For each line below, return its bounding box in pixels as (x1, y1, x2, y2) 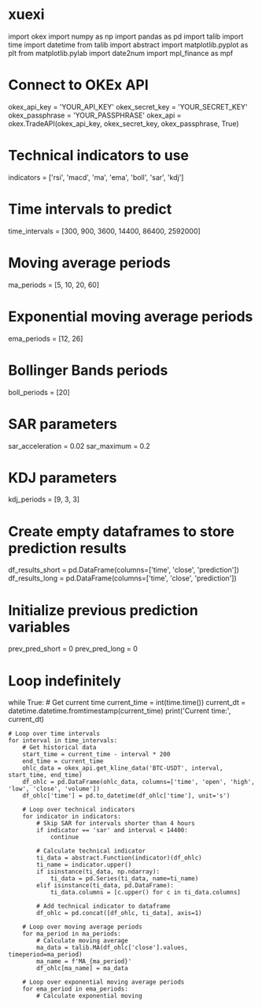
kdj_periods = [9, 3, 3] (8, 495, 80, 504)
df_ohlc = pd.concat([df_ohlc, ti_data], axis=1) (36, 909, 202, 917)
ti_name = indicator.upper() (36, 861, 132, 869)
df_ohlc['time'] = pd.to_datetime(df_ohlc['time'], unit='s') (22, 792, 231, 800)
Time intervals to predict (8, 200, 172, 218)
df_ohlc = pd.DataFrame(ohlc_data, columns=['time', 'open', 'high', (22, 778, 256, 786)
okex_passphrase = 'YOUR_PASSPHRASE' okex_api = (8, 110, 183, 120)
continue (50, 834, 79, 842)
